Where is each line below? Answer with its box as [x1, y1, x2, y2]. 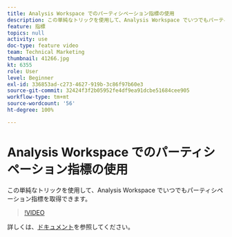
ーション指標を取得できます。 [7, 194, 92, 202]
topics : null [7, 29, 45, 37]
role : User [7, 68, 39, 75]
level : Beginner [7, 74, 54, 82]
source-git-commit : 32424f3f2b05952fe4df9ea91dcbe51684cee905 [7, 87, 190, 94]
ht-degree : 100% [7, 106, 54, 113]
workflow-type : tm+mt [7, 94, 70, 101]
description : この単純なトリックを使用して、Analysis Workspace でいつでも [7, 17, 209, 23]
